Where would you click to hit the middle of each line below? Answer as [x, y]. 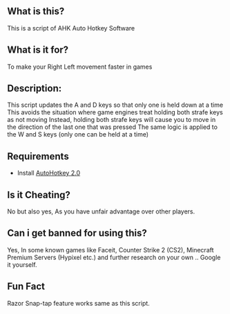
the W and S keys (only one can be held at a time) [78, 134]
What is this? [36, 11]
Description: [35, 88]
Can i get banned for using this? [77, 233]
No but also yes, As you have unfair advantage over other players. [101, 211]
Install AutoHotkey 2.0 [49, 173]
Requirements [38, 156]
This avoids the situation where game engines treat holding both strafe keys [115, 112]
